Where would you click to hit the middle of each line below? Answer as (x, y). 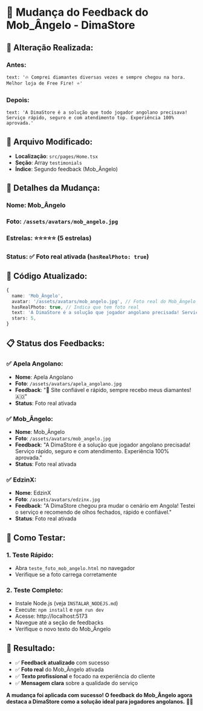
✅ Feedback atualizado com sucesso (62, 663)
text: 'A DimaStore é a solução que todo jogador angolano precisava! (97, 113)
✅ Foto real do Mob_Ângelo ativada (59, 670)
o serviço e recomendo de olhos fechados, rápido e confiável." (93, 512)
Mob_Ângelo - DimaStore (71, 25)
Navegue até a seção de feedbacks (59, 623)
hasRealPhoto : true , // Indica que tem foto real (75, 307)
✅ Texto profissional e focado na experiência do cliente (85, 677)
